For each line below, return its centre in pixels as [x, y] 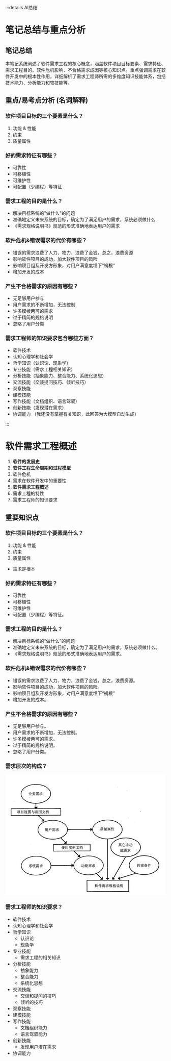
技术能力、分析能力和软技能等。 [39, 83]
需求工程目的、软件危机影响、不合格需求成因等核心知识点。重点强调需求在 [83, 70]
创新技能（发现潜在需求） [39, 408]
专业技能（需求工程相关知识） [44, 369]
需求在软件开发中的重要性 [39, 481]
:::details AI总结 [21, 7]
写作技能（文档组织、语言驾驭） [46, 401]
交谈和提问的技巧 [38, 996]
